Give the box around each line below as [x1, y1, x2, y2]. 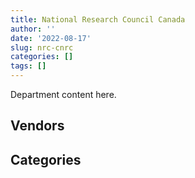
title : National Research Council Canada [10, 14, 186, 25]
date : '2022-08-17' [10, 33, 92, 43]
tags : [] [10, 61, 47, 71]
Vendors [10, 117, 65, 135]
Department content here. [10, 89, 117, 100]
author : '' [10, 24, 56, 34]
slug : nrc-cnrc [10, 42, 74, 53]
